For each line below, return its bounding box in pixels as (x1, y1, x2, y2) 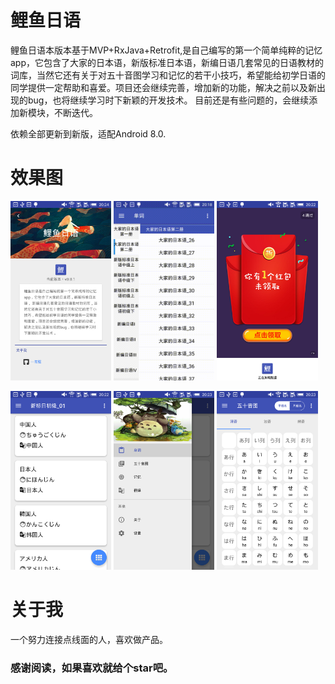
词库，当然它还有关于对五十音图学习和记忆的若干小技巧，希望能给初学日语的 (10, 69, 326, 81)
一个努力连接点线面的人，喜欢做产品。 (10, 634, 168, 646)
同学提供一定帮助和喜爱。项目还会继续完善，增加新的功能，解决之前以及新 (10, 81, 317, 93)
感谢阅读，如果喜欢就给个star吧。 (10, 661, 174, 675)
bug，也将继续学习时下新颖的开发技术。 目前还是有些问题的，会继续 (27, 94, 310, 106)
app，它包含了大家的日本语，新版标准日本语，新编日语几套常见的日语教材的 (10, 56, 325, 68)
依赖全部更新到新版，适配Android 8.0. (10, 127, 167, 140)
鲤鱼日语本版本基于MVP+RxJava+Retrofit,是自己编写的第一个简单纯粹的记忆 (10, 44, 323, 56)
